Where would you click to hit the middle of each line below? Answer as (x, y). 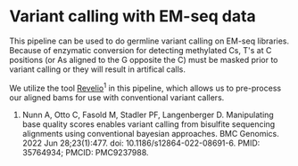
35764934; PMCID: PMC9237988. (85, 152)
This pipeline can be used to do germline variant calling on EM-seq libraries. (149, 41)
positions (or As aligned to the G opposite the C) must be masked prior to (144, 59)
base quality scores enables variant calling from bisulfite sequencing (149, 124)
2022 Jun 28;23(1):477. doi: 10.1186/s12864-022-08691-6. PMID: (141, 143)
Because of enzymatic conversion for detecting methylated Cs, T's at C (141, 50)
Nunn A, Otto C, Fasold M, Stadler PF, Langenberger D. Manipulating (148, 115)
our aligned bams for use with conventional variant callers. (117, 97)
